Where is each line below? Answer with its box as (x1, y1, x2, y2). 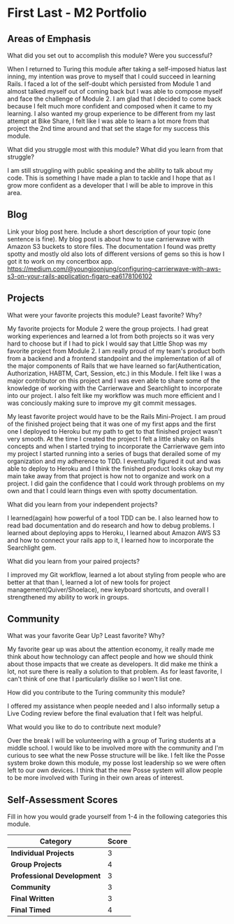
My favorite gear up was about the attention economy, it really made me (7, 645, 214, 653)
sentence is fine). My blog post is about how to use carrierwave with (7, 234, 205, 243)
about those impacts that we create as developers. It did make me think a (7, 660, 219, 669)
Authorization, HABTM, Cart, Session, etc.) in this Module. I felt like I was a (7, 369, 221, 377)
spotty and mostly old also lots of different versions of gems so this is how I (7, 250, 225, 258)
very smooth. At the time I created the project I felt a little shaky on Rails (7, 434, 214, 443)
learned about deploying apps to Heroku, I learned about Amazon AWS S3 (7, 528, 221, 536)
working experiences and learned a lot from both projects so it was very (7, 332, 214, 340)
